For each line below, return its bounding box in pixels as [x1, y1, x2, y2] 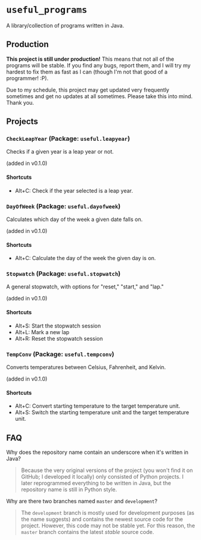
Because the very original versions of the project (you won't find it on [20, 467, 193, 474]
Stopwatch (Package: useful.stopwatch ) [6, 270, 121, 278]
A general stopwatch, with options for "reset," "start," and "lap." [6, 283, 164, 290]
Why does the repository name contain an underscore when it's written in [6, 448, 188, 456]
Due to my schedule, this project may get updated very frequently [6, 86, 170, 93]
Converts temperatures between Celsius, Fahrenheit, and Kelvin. [6, 363, 166, 371]
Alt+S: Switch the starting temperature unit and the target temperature [14, 409, 190, 416]
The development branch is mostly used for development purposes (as [20, 509, 194, 516]
